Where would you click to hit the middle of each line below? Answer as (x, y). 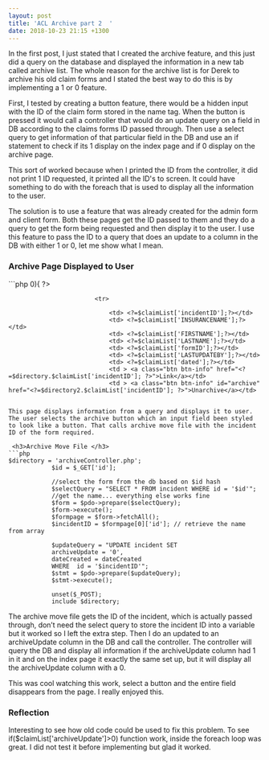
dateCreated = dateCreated (96, 559)
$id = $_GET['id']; (84, 467)
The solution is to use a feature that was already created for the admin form (133, 212)
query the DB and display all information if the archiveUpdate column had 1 (132, 650)
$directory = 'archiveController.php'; (75, 460)
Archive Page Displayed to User (71, 266)
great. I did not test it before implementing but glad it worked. (110, 747)
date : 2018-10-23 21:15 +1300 (59, 31)
